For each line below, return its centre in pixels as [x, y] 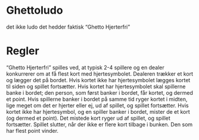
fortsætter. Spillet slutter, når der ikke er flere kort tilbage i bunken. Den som [99, 124]
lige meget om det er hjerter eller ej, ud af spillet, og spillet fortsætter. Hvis [97, 105]
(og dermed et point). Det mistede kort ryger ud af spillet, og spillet [88, 118]
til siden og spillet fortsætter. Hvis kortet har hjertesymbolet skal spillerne [96, 86]
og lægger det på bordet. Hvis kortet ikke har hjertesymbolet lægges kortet [98, 80]
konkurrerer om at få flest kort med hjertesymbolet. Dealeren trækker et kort [100, 74]
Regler [23, 51]
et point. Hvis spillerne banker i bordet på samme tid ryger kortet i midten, [97, 99]
